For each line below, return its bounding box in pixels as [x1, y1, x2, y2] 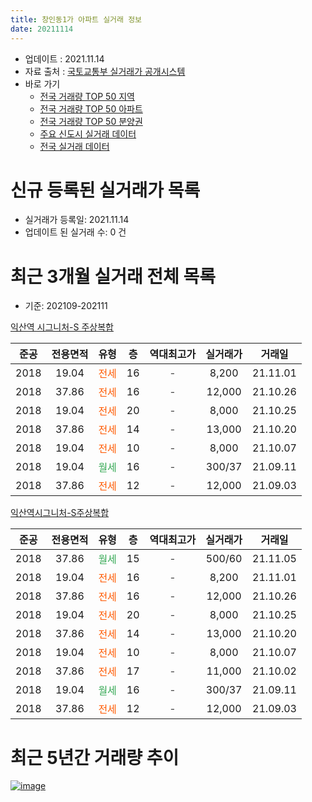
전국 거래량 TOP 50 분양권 [39, 115, 143, 127]
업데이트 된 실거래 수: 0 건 [24, 226, 127, 238]
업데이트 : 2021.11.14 [24, 52, 105, 65]
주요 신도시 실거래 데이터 [39, 127, 137, 140]
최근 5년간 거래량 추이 [10, 746, 180, 769]
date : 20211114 [10, 24, 74, 34]
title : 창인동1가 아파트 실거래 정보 [10, 14, 143, 25]
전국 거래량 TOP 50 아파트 [39, 102, 143, 115]
